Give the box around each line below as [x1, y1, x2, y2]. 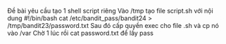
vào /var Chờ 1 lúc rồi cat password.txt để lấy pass [7, 29, 153, 37]
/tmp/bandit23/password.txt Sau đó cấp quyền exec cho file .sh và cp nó [7, 22, 220, 29]
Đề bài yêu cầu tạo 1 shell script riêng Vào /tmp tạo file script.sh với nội [7, 7, 213, 15]
